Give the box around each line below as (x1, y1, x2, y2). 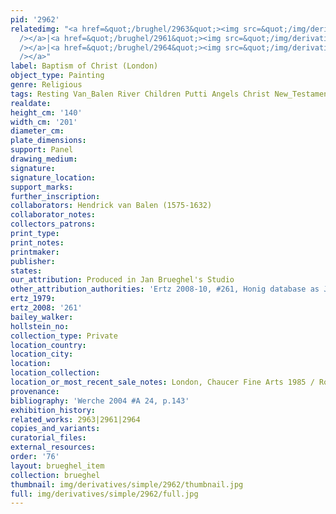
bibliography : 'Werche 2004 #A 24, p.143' (10, 396, 190, 406)
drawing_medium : (10, 154, 78, 164)
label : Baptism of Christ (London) (10, 61, 159, 71)
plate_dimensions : (10, 136, 87, 146)
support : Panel (10, 145, 74, 155)
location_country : (10, 340, 87, 350)
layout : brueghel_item (10, 461, 105, 471)
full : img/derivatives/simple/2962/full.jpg (10, 489, 199, 499)
